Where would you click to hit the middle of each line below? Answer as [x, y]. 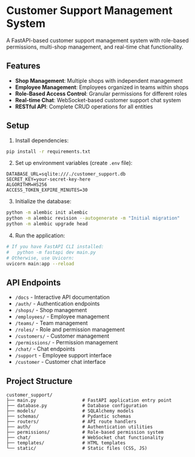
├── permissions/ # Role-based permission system [85, 433]
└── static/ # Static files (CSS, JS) [77, 448]
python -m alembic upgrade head [47, 224]
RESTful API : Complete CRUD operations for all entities [84, 106]
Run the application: [40, 235]
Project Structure [39, 381]
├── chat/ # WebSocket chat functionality [85, 438]
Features [23, 66]
